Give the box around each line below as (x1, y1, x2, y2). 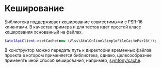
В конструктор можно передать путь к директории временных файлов (4, 47, 152, 53)
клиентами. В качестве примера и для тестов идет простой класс (4, 24, 142, 29)
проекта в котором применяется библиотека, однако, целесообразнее (4, 52, 152, 58)
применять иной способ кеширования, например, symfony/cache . (4, 57, 142, 63)
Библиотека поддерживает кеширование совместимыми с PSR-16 (4, 19, 143, 25)
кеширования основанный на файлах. (4, 29, 83, 35)
